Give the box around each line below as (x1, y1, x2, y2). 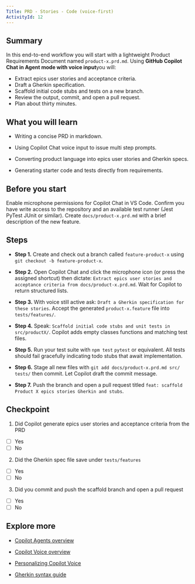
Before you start (6, 184, 67, 194)
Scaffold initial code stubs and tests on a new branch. (14, 87, 145, 94)
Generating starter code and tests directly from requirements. (14, 167, 163, 174)
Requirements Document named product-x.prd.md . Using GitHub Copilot (6, 58, 183, 65)
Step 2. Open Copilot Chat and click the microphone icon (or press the (14, 268, 186, 275)
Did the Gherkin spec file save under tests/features (14, 456, 142, 463)
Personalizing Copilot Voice (14, 559, 81, 566)
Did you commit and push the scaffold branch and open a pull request (14, 485, 183, 493)
